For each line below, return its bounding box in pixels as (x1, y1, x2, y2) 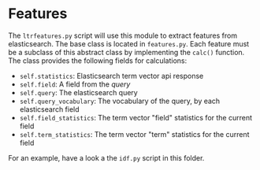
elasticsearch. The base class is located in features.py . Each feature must (8, 39, 250, 48)
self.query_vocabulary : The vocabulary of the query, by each (19, 96, 221, 105)
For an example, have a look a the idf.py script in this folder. (8, 153, 205, 162)
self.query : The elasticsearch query (19, 87, 138, 97)
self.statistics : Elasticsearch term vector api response (19, 71, 204, 80)
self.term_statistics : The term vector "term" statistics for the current (19, 129, 250, 139)
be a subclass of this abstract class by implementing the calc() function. (8, 47, 245, 57)
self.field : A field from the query (19, 79, 131, 89)
